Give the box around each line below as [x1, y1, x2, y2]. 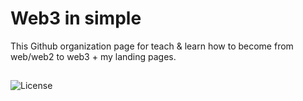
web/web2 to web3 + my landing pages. [10, 50, 177, 62]
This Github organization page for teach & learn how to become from [10, 40, 294, 52]
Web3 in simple [10, 7, 142, 30]
